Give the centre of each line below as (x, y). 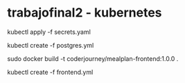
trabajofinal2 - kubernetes (85, 13)
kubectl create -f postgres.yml (51, 45)
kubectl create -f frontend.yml (50, 72)
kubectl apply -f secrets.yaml (49, 32)
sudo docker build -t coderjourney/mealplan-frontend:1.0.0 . (93, 58)
